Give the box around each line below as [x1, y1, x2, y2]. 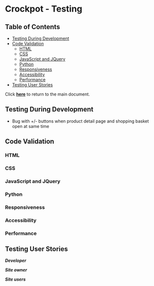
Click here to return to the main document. [5, 91, 90, 97]
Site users [5, 276, 26, 282]
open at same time [12, 123, 49, 129]
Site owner [5, 267, 28, 273]
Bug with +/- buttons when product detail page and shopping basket [12, 118, 149, 124]
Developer [5, 258, 27, 264]
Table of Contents [5, 23, 61, 31]
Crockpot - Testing [5, 3, 82, 15]
